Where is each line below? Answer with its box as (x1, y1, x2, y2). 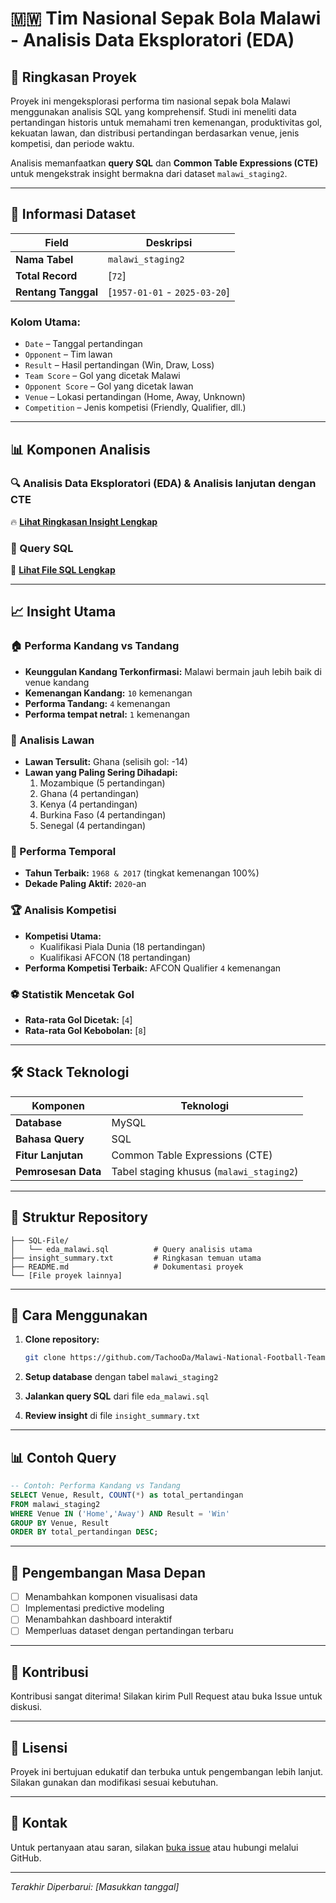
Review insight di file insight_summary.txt (24, 1410, 201, 1422)
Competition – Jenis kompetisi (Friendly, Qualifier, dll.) (24, 402, 247, 414)
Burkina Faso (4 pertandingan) (39, 809, 167, 821)
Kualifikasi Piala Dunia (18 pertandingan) (39, 940, 206, 952)
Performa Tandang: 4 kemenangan (24, 697, 171, 709)
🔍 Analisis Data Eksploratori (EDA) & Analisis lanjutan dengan (10, 477, 317, 491)
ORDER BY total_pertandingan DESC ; (10, 1527, 159, 1537)
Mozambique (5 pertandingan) (39, 777, 166, 789)
